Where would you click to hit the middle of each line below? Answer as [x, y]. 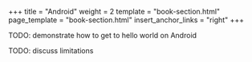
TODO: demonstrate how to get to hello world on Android [103, 35]
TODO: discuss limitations [51, 50]
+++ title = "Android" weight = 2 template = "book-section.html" [114, 12]
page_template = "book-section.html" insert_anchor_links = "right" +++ [126, 20]
